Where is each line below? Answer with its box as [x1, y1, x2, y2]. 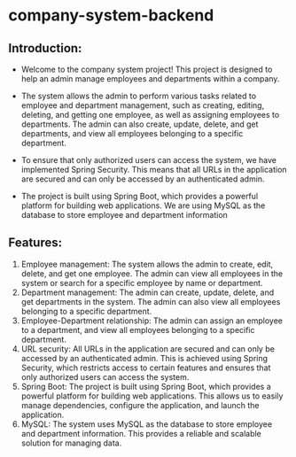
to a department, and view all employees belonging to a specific [20, 324, 255, 335]
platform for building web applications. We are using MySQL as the [20, 200, 266, 211]
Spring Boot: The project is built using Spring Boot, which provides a [20, 381, 271, 391]
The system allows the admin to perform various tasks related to [20, 90, 257, 101]
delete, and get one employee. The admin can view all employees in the [20, 267, 284, 279]
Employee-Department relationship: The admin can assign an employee [20, 315, 283, 326]
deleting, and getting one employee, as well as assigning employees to [20, 110, 280, 120]
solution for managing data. [20, 438, 122, 448]
